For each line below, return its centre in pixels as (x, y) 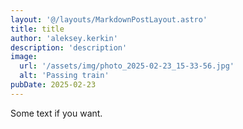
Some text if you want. (56, 113)
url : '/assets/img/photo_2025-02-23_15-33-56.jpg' (127, 66)
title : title (37, 29)
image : (24, 57)
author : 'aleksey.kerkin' (64, 38)
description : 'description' (69, 47)
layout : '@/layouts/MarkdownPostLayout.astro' (109, 19)
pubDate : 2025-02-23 (53, 85)
